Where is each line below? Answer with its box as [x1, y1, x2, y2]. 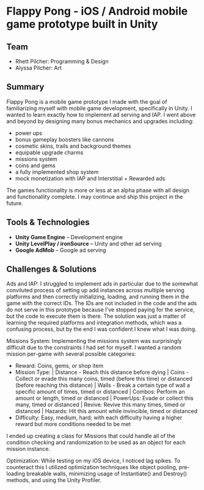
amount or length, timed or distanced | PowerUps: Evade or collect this [15, 395, 194, 402]
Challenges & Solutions [6, 264, 97, 275]
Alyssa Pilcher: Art [15, 64, 62, 71]
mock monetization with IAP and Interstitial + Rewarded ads [15, 175, 166, 182]
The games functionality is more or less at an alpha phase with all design [6, 186, 189, 193]
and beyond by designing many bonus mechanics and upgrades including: [6, 117, 194, 124]
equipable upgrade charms [15, 148, 84, 156]
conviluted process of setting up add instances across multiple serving [6, 287, 185, 294]
